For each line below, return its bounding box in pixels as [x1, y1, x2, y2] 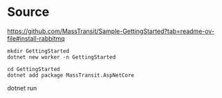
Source [7, 4, 50, 20]
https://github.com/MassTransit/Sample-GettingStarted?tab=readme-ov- [7, 27, 215, 35]
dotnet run [7, 84, 37, 92]
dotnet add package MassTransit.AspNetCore [7, 72, 135, 79]
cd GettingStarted [7, 66, 60, 72]
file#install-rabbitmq [7, 34, 65, 42]
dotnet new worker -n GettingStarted [7, 53, 116, 61]
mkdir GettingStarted [7, 48, 70, 55]
